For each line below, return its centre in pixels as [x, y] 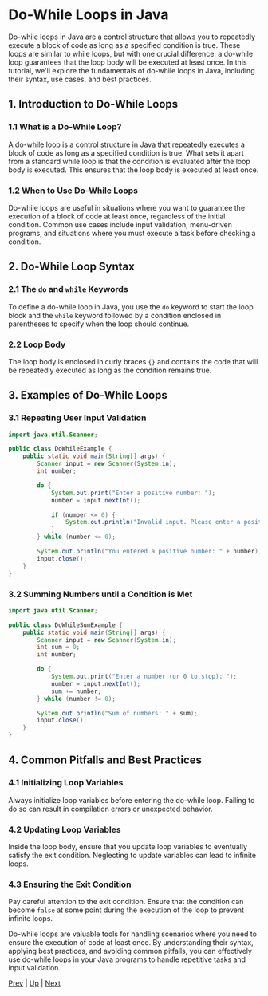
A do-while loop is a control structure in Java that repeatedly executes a [127, 144]
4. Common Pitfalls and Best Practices [105, 760]
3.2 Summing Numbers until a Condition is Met [100, 594]
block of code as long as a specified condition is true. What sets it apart [126, 152]
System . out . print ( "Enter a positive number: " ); [133, 493]
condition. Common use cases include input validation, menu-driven [120, 224]
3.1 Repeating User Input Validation [77, 418]
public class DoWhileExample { [60, 449]
